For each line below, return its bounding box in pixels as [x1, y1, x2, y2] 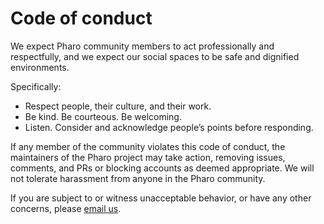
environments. [10, 61, 70, 73]
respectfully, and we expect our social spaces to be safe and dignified [10, 50, 300, 62]
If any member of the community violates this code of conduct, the [10, 140, 286, 152]
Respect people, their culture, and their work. [24, 100, 212, 112]
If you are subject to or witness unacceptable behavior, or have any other [10, 192, 312, 204]
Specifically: [10, 80, 62, 92]
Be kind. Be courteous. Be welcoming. [24, 110, 182, 122]
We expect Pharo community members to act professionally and [10, 40, 275, 52]
